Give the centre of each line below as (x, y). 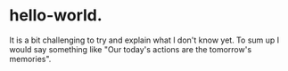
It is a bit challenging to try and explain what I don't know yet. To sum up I (144, 40)
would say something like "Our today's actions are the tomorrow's (131, 49)
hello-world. (56, 16)
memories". (30, 59)
